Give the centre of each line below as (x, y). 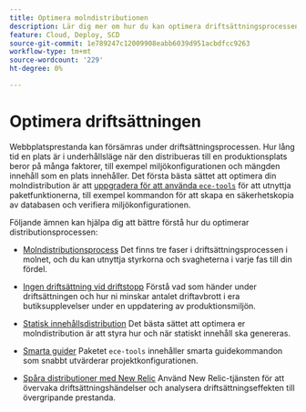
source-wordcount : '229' (56, 60)
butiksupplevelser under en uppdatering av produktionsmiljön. (139, 306)
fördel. (35, 268)
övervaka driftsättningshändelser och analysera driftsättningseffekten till (158, 387)
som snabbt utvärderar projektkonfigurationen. (110, 360)
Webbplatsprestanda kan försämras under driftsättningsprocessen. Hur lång (153, 146)
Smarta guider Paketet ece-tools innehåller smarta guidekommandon (153, 350)
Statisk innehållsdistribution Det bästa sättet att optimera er (134, 323)
